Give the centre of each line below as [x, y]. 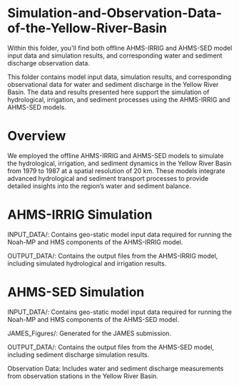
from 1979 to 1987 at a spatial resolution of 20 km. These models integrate [116, 171]
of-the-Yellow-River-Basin [87, 28]
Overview [37, 136]
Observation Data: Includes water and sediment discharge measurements [116, 368]
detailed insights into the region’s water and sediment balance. [99, 186]
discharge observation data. [49, 63]
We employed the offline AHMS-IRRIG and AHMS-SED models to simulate [116, 155]
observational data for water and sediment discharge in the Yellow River [113, 84]
